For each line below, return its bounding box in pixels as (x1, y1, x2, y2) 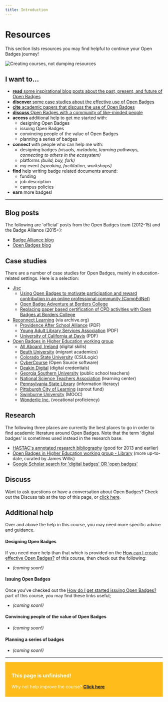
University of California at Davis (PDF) (19, 333, 98, 338)
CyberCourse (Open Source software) (19, 360, 98, 366)
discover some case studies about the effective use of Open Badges (12, 99, 154, 105)
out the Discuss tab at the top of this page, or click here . (5, 494, 121, 500)
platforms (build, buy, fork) (19, 157, 75, 163)
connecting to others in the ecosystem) (19, 152, 101, 158)
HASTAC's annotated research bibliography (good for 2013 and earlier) (12, 445, 159, 451)
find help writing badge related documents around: (12, 168, 118, 174)
